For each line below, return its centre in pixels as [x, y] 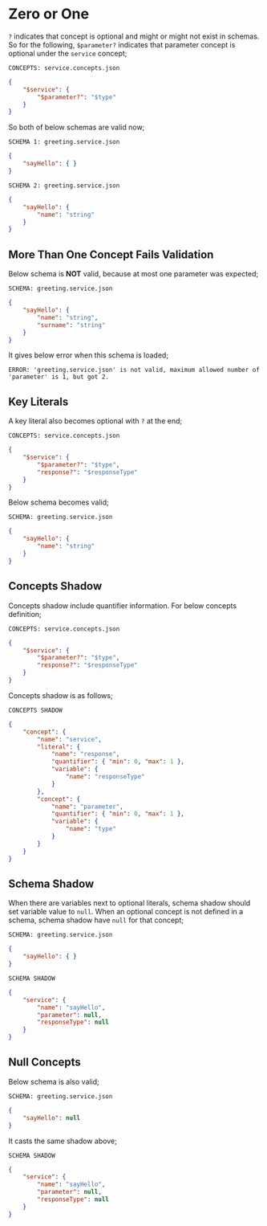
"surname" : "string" [71, 325]
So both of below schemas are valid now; [77, 127]
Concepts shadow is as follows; [61, 695]
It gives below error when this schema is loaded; [89, 355]
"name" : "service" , [70, 739]
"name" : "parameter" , [87, 807]
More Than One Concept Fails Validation [111, 254]
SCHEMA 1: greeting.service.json [64, 142]
